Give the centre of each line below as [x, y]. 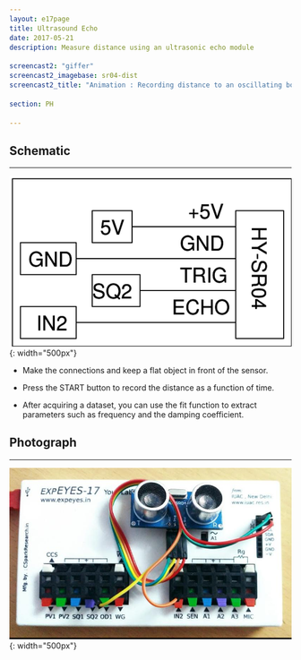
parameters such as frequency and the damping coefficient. [133, 414]
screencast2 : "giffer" [52, 66]
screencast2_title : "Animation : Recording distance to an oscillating [146, 85]
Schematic [40, 151]
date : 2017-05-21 [42, 38]
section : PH [31, 104]
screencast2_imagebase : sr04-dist [74, 76]
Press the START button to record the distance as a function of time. [148, 387]
